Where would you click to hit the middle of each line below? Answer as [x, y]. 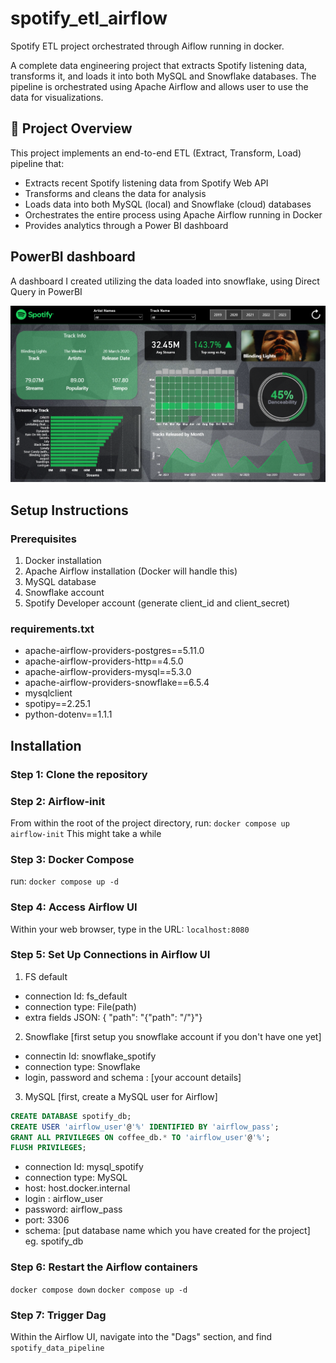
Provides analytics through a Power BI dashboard [126, 225]
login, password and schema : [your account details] [133, 1077]
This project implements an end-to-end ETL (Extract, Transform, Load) [156, 153]
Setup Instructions [69, 510]
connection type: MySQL [76, 1178]
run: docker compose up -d [64, 881]
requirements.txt [52, 629]
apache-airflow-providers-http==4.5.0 [104, 661]
